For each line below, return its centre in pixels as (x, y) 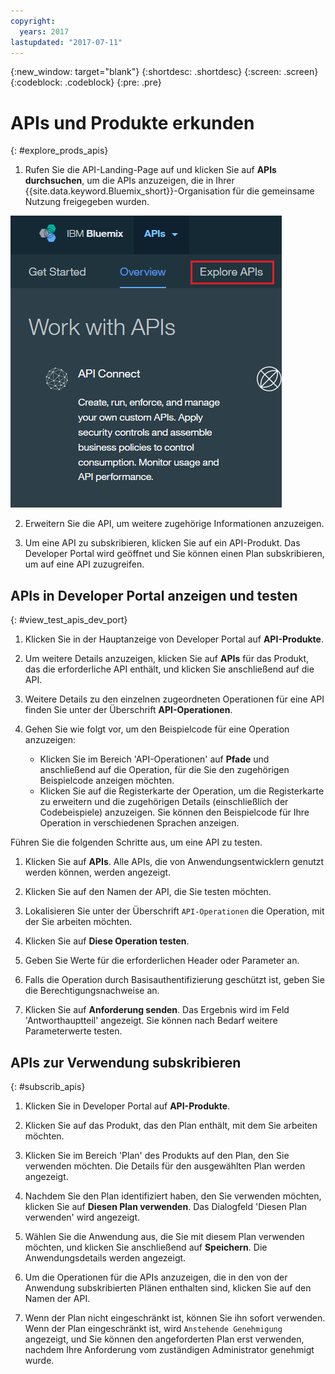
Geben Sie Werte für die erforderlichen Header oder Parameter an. (162, 961)
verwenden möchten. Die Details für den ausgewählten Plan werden (165, 1166)
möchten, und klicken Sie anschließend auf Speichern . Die (146, 1247)
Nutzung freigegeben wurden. (87, 202)
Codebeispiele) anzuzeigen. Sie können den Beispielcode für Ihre (174, 812)
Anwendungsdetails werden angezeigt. (105, 1257)
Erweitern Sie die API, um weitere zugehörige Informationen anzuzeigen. (174, 524)
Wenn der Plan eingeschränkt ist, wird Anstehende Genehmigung (153, 1328)
